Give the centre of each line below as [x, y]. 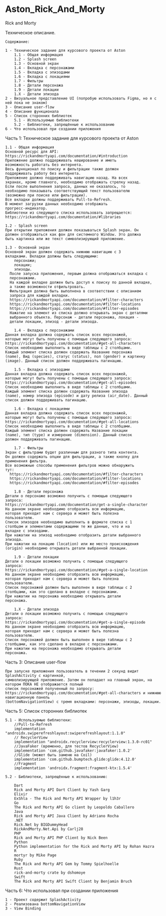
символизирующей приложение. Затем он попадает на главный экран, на [79, 680]
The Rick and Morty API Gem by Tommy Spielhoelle [67, 864]
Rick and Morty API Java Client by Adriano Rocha [67, 816]
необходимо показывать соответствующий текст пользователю [68, 191]
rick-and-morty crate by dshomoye [50, 873]
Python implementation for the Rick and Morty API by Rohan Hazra [84, 846]
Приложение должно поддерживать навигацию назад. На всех [66, 178]
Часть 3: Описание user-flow [36, 662]
